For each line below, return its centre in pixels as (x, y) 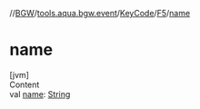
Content (25, 84)
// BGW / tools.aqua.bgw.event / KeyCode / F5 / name (100, 13)
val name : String (40, 94)
